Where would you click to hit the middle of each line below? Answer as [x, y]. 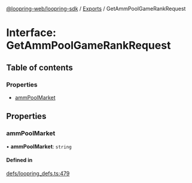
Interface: [31, 33]
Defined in [19, 160]
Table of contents [39, 67]
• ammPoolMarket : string [39, 147]
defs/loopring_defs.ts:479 [38, 173]
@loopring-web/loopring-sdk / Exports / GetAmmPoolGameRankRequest [96, 9]
